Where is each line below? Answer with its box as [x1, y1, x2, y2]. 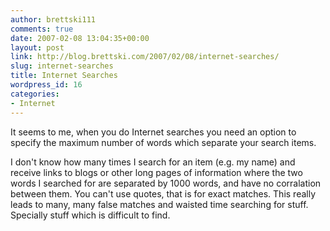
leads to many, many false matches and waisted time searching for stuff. [10, 198, 309, 210]
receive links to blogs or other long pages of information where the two [10, 166, 303, 178]
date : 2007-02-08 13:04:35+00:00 [10, 33, 150, 43]
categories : [10, 89, 60, 99]
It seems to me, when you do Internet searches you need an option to [10, 126, 297, 138]
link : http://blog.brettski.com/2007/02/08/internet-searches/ [10, 52, 280, 62]
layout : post [10, 42, 65, 53]
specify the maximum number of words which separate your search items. [10, 136, 317, 148]
